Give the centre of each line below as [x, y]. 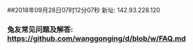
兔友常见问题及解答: [40, 29]
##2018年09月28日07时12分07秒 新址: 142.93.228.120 [84, 10]
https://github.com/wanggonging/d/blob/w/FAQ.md [96, 38]
